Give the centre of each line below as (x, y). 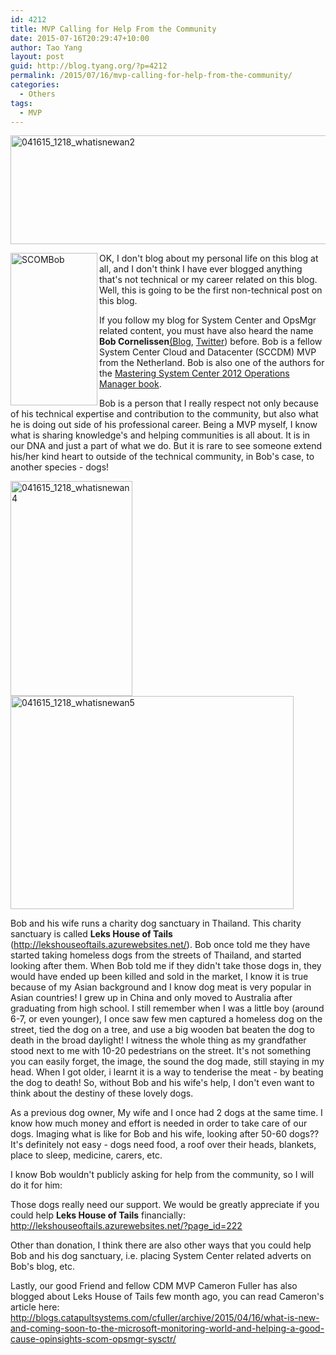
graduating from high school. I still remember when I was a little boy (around (167, 1008)
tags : (21, 103)
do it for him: (36, 1185)
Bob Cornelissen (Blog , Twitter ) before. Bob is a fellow (211, 342)
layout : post (37, 57)
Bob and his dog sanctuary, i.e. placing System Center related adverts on (161, 1256)
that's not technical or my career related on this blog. (208, 280)
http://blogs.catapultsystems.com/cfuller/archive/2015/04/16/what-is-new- (165, 1318)
